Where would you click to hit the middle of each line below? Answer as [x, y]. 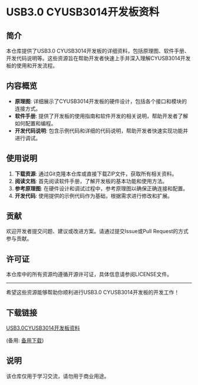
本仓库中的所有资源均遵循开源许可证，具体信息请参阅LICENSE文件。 [89, 274]
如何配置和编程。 [35, 123]
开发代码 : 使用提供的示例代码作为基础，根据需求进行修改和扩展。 [93, 195]
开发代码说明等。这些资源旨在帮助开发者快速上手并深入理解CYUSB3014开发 [98, 58]
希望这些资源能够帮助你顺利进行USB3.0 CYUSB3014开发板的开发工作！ [93, 293]
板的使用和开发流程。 [32, 66]
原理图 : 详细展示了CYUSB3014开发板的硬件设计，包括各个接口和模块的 [101, 101]
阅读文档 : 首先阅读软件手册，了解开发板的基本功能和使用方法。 [91, 181]
